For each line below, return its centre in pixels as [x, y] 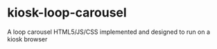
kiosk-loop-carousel [67, 13]
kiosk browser [27, 39]
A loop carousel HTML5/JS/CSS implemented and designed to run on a [108, 32]
